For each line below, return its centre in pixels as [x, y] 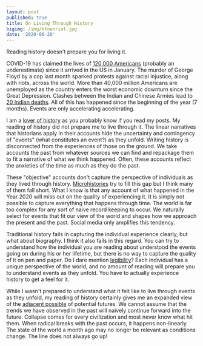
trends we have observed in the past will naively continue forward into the [98, 311]
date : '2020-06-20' [31, 35]
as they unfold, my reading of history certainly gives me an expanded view [99, 297]
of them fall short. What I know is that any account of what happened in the [100, 190]
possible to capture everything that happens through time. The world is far [99, 203]
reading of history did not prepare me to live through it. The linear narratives [101, 127]
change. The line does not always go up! [57, 336]
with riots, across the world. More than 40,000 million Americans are [92, 83]
